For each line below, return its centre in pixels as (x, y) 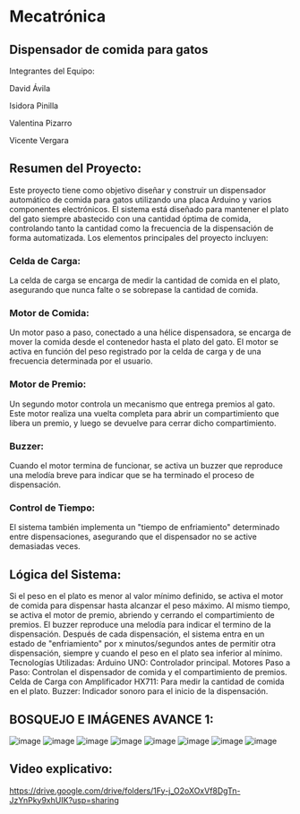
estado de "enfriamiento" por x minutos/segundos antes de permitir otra (142, 644)
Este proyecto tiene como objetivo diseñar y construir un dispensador (138, 190)
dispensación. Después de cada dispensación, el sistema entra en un (137, 634)
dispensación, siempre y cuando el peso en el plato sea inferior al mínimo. (146, 653)
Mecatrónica (57, 17)
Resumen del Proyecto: (75, 169)
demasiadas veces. (45, 546)
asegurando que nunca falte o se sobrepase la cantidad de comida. (134, 290)
